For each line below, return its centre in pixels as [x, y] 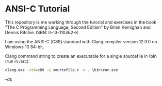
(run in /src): [17, 61]
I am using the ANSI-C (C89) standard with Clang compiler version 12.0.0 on [81, 41]
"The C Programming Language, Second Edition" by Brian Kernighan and [78, 27]
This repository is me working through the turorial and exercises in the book [81, 22]
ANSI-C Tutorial [38, 9]
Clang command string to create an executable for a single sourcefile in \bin [81, 56]
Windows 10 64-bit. [25, 47]
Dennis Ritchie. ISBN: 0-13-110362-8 [41, 32]
